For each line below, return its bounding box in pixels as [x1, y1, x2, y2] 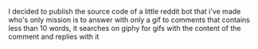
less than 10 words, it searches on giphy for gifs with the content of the [8, 24, 241, 32]
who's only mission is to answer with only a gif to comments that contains [8, 15, 251, 24]
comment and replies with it [8, 32, 100, 41]
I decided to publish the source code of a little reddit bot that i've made [8, 7, 241, 16]
